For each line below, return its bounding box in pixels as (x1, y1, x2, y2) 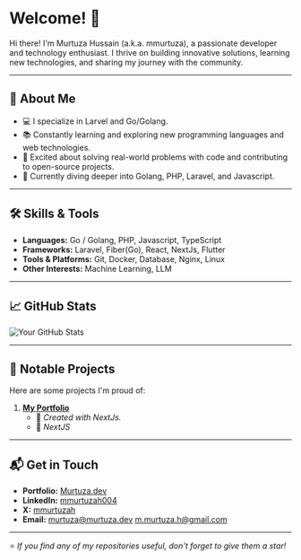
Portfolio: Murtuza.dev (21, 486, 107, 496)
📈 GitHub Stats (9, 298, 97, 313)
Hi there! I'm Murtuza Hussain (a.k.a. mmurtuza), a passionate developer (9, 38, 278, 48)
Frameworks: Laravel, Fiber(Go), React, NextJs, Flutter (21, 244, 226, 255)
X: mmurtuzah (21, 504, 76, 515)
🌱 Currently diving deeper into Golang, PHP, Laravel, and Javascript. (21, 171, 275, 181)
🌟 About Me (9, 92, 76, 107)
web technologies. (21, 142, 91, 153)
